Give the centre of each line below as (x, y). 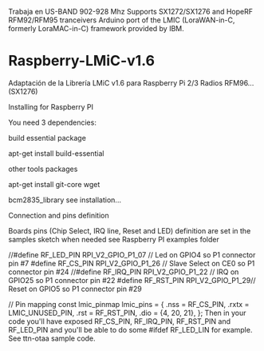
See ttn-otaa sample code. (52, 338)
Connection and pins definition (59, 215)
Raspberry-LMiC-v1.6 (82, 61)
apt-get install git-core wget (54, 184)
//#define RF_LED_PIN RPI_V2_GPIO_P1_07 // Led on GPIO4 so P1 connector (132, 254)
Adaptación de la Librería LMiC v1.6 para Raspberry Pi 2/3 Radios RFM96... (131, 82)
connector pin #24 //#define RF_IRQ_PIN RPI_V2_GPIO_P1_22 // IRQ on (124, 272)
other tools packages (43, 169)
